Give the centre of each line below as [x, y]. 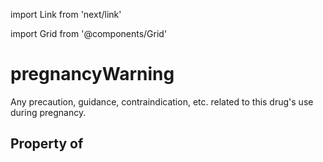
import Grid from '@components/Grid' [89, 33]
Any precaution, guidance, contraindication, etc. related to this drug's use [162, 101]
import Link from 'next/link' [66, 14]
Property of [47, 144]
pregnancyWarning [92, 74]
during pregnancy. [48, 112]
